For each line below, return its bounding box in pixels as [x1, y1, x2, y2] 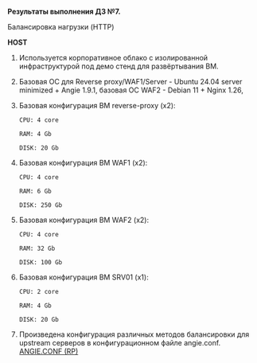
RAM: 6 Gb [18, 187, 53, 195]
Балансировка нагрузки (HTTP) [7, 22, 115, 31]
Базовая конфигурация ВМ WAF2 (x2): [18, 215, 149, 224]
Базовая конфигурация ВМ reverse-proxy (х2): [18, 101, 176, 110]
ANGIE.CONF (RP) [18, 346, 79, 356]
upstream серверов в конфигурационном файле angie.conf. [18, 338, 221, 347]
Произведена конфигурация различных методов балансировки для [18, 330, 250, 339]
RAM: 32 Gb [18, 244, 56, 252]
